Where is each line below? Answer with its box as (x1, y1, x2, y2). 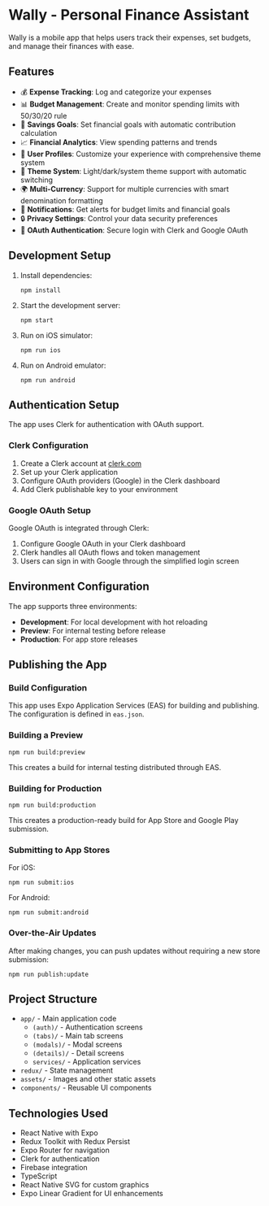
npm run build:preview (8, 748, 85, 756)
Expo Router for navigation (20, 1145, 110, 1156)
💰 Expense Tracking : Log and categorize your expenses (20, 87, 212, 97)
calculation (20, 128, 58, 137)
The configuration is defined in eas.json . (8, 709, 145, 719)
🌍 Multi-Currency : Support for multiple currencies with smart (20, 184, 229, 194)
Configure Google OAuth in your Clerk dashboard (20, 538, 186, 548)
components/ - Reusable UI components (20, 1083, 152, 1093)
